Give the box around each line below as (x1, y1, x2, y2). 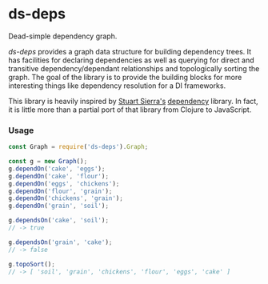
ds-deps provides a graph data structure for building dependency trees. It (8, 46, 252, 56)
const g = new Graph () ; (8, 158, 88, 166)
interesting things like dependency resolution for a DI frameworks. (8, 81, 226, 90)
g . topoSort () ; (8, 260, 56, 268)
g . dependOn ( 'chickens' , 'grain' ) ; (8, 194, 124, 202)
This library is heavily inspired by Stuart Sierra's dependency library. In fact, (8, 96, 258, 106)
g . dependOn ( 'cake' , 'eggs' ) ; (8, 165, 106, 173)
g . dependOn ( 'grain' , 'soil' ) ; (8, 202, 110, 210)
